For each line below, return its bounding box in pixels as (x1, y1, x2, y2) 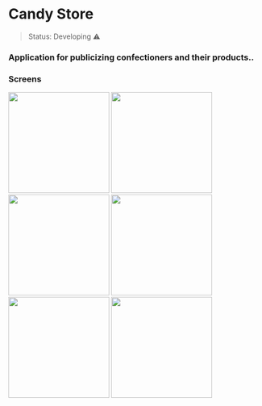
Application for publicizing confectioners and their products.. (8, 52, 255, 63)
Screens (8, 73, 42, 85)
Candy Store (8, 5, 94, 23)
